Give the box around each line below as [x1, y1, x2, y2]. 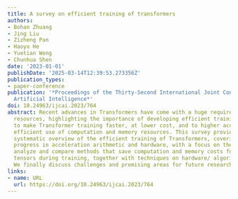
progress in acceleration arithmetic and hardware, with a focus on [13, 142, 220, 149]
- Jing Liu [7, 30, 40, 37]
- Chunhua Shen [7, 56, 52, 64]
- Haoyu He [7, 43, 40, 50]
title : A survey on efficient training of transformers [7, 10, 176, 18]
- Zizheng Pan [7, 37, 50, 44]
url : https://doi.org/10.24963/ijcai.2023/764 [13, 181, 154, 188]
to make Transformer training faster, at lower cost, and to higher [13, 121, 220, 129]
